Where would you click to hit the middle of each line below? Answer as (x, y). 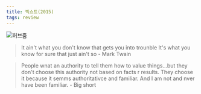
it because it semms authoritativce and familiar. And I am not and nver (108, 78)
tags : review (23, 17)
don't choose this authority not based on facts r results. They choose (107, 72)
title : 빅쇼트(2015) (30, 12)
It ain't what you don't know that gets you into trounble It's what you (106, 47)
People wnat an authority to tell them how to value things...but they (104, 65)
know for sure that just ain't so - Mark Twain (76, 54)
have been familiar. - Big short (59, 84)
